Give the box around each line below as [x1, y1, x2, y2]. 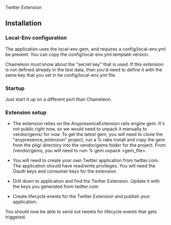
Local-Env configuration [5, 34, 67, 41]
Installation [5, 19, 42, 27]
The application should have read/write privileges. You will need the [12, 163, 156, 169]
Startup [5, 85, 25, 92]
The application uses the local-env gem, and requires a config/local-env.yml [5, 46, 166, 52]
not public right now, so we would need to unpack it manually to [12, 126, 147, 132]
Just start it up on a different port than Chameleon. [5, 96, 112, 102]
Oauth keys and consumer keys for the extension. [12, 168, 117, 175]
